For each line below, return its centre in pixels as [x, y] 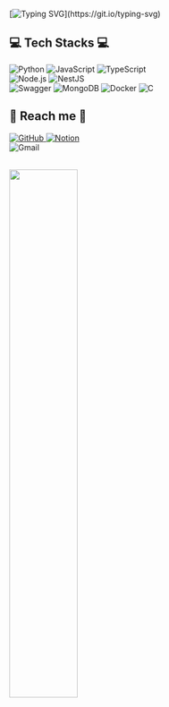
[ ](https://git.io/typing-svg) [85, 14]
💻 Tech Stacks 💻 [59, 43]
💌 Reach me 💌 [48, 116]
